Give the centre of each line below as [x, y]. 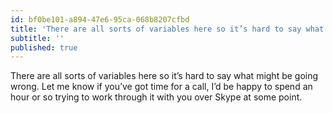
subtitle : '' [37, 38]
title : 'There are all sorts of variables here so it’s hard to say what [167, 29]
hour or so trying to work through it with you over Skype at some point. [156, 97]
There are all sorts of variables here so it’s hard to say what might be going [164, 76]
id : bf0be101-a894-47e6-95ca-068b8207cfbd [100, 19]
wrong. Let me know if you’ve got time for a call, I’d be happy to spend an [161, 87]
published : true [44, 47]
